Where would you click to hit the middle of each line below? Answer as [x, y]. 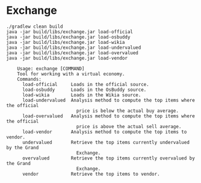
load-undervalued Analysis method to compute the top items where [109, 100]
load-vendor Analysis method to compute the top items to [104, 132]
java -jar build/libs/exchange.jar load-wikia [66, 42]
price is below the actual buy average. [128, 111]
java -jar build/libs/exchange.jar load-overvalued [72, 53]
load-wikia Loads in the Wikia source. [82, 95]
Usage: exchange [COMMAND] [51, 69]
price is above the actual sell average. [129, 126]
